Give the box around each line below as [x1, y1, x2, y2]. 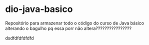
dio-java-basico [5, 3, 73, 15]
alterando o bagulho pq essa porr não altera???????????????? [5, 25, 131, 31]
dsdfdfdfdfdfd [5, 35, 34, 41]
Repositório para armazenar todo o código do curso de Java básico [5, 20, 144, 26]
